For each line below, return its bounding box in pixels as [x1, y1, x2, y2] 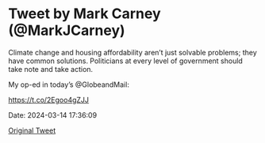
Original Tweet [8, 126, 56, 135]
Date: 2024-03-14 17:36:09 [8, 110, 98, 119]
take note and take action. [8, 64, 94, 73]
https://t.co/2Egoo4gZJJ [8, 95, 90, 104]
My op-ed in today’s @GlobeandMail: [8, 80, 129, 89]
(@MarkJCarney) [8, 21, 125, 40]
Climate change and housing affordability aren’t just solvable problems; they [8, 47, 258, 57]
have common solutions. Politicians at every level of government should [8, 56, 244, 66]
